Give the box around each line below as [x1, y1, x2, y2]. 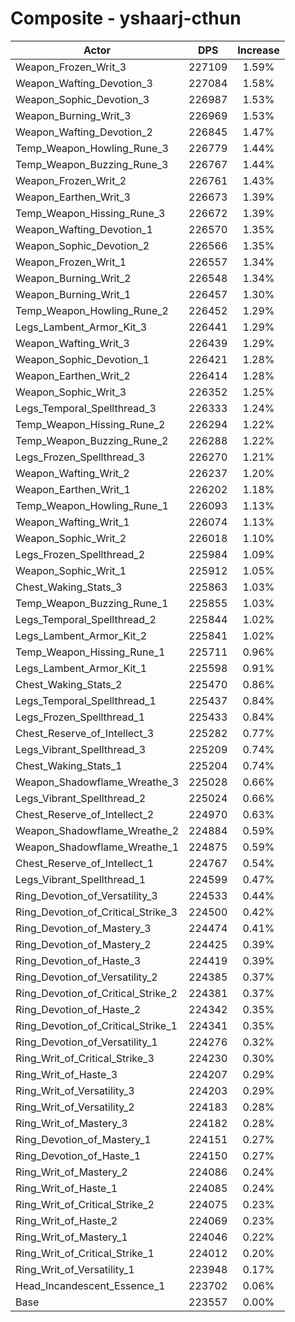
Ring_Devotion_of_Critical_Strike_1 [15, 1018, 178, 1032]
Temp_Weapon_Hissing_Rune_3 [15, 206, 166, 220]
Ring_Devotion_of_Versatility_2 [15, 970, 158, 984]
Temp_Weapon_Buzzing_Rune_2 [15, 433, 169, 447]
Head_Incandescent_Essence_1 [15, 1278, 166, 1292]
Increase [237, 43, 280, 57]
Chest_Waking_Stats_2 [15, 677, 123, 691]
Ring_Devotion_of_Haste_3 [15, 953, 142, 967]
